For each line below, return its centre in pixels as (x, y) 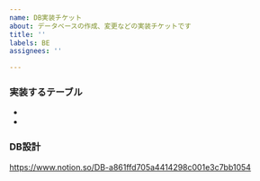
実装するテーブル (46, 93)
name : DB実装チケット (46, 18)
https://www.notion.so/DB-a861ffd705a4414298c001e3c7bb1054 (130, 167)
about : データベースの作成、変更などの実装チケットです (100, 26)
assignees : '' (36, 51)
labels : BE (30, 43)
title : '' (28, 34)
